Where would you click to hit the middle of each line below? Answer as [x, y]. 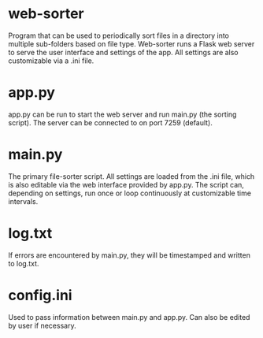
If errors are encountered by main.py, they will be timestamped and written [129, 255]
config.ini [40, 295]
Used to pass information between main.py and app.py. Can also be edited [129, 317]
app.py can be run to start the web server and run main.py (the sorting [122, 114]
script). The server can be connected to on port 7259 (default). [110, 122]
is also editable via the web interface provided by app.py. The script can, [126, 184]
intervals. [23, 201]
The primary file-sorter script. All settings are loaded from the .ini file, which [131, 176]
